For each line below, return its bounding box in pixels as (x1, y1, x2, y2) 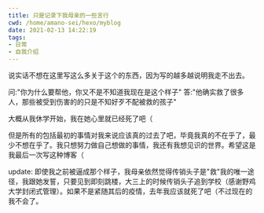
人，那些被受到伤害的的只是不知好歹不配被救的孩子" (8, 97, 177, 106)
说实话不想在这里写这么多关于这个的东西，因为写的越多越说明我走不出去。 (8, 71, 249, 79)
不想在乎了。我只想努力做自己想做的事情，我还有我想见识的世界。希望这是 (14, 141, 256, 149)
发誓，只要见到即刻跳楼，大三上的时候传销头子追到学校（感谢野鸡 (42, 177, 256, 185)
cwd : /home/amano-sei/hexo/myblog (8, 19, 122, 27)
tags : (8, 33, 26, 42)
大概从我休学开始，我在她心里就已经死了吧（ (8, 114, 153, 123)
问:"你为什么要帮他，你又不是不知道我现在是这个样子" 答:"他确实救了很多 (8, 87, 244, 97)
